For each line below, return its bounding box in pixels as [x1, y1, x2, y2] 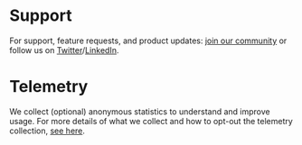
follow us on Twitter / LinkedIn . [9, 44, 119, 55]
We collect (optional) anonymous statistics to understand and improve [9, 105, 270, 117]
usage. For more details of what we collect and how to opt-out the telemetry [9, 115, 294, 126]
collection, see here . [9, 125, 86, 136]
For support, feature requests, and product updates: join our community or [9, 35, 288, 46]
